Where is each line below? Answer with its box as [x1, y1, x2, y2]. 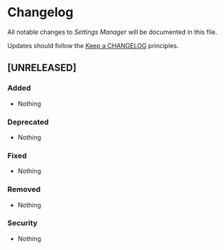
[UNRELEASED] [7, 62, 77, 74]
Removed [7, 185, 41, 195]
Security [7, 218, 38, 228]
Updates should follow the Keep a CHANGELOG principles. [7, 41, 179, 50]
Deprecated [7, 117, 50, 127]
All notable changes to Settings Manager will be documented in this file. [7, 28, 218, 36]
